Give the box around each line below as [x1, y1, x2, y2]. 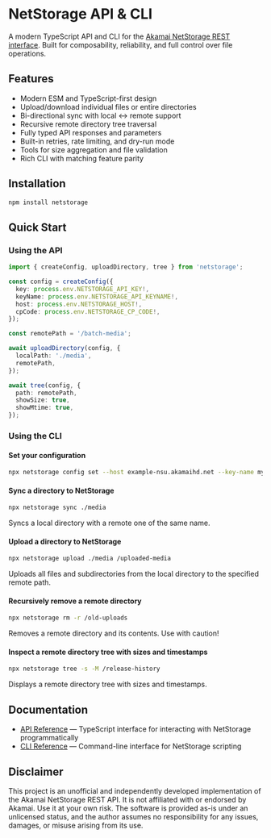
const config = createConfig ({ [8, 277, 114, 286]
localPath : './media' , [15, 352, 92, 360]
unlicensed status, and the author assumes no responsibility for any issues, [8, 811, 259, 821]
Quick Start [8, 220, 67, 234]
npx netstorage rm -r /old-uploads [8, 614, 128, 622]
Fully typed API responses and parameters [19, 127, 162, 137]
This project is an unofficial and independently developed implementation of [8, 786, 261, 795]
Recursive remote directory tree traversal [19, 119, 157, 129]
